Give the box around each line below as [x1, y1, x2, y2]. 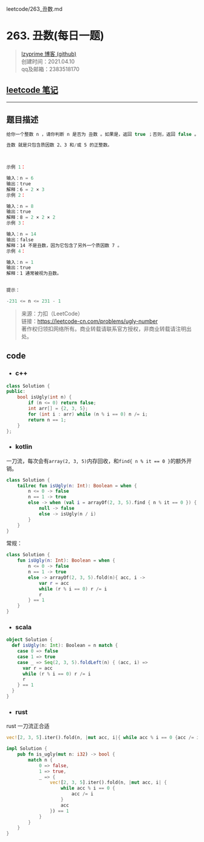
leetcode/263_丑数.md [6, 5, 63, 12]
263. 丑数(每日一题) [6, 29, 104, 43]
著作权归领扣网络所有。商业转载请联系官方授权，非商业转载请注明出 [21, 325, 192, 332]
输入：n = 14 [6, 231, 36, 238]
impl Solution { [6, 746, 47, 752]
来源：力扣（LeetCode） [21, 310, 83, 317]
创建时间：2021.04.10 [21, 57, 75, 65]
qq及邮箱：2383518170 [21, 65, 80, 73]
